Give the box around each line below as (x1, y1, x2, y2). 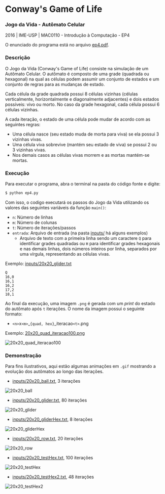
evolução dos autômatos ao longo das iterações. (5, 368, 104, 374)
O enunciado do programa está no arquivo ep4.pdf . (5, 42, 109, 48)
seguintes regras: (5, 121, 41, 127)
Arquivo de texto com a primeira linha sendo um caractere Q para (19, 235, 152, 241)
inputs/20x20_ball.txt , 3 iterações (12, 378, 80, 384)
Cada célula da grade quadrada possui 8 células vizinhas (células (5, 90, 138, 97)
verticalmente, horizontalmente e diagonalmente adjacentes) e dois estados (5, 96, 159, 102)
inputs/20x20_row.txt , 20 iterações (12, 436, 83, 442)
